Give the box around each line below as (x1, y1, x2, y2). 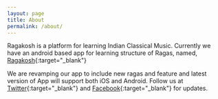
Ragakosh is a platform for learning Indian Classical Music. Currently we (7, 42, 211, 50)
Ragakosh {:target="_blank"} (7, 56, 87, 65)
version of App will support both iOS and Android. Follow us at (7, 77, 184, 85)
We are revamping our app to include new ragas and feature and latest (7, 69, 207, 78)
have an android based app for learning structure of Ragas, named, (7, 49, 197, 57)
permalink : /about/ (7, 23, 63, 30)
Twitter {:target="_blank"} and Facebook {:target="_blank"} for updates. (7, 84, 208, 93)
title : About (7, 16, 45, 23)
